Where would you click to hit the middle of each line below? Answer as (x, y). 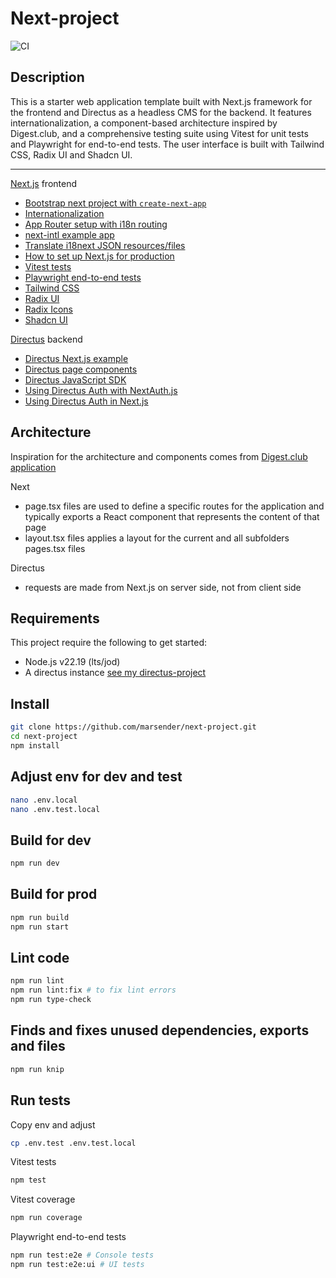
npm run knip (37, 1069)
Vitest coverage (43, 1199)
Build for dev (51, 840)
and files (38, 1046)
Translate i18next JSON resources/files (105, 245)
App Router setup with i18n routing (96, 224)
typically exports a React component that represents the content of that (172, 516)
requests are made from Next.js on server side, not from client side (163, 587)
